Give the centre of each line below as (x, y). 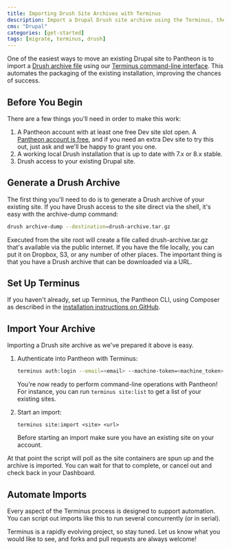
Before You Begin (45, 102)
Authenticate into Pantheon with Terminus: (77, 359)
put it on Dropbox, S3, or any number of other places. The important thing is (114, 254)
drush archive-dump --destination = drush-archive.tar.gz (89, 227)
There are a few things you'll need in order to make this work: (94, 118)
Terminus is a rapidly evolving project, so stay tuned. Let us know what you (114, 531)
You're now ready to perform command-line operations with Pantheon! (117, 384)
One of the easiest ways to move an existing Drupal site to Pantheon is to (111, 58)
